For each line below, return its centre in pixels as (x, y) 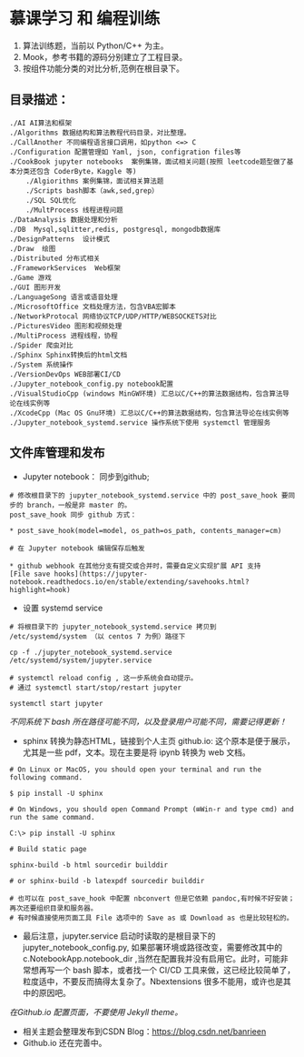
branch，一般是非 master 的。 (79, 505)
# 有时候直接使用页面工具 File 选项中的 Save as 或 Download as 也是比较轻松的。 (152, 918)
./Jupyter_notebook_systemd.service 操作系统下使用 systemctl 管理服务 (140, 423)
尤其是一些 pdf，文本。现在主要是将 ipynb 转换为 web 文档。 (137, 752)
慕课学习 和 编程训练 (85, 19)
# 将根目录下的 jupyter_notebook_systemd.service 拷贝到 (113, 627)
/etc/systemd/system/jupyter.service (81, 660)
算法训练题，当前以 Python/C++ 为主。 (96, 45)
